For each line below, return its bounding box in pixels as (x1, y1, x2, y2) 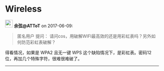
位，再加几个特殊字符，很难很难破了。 (5, 55, 82, 61)
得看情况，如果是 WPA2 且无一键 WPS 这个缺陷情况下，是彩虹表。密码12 (5, 50, 152, 55)
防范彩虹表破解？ (21, 39, 56, 45)
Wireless (5, 3, 42, 15)
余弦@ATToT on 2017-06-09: (14, 23, 73, 29)
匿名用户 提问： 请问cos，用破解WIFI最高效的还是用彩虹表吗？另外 (17, 33, 152, 39)
